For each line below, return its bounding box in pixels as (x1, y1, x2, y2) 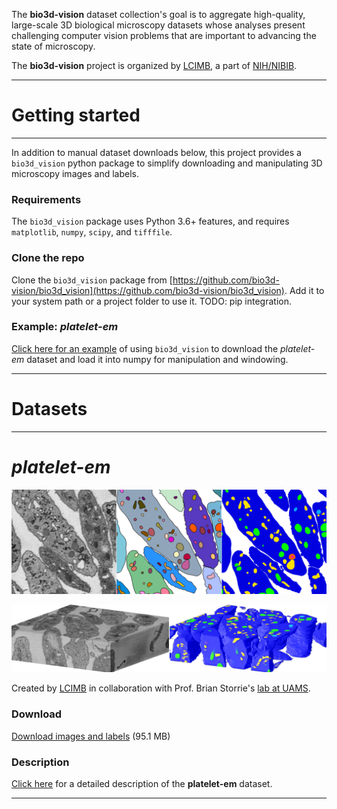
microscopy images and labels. (11, 167, 140, 179)
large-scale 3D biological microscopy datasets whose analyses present (11, 19, 306, 31)
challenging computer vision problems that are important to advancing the (11, 30, 317, 41)
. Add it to (284, 284, 325, 296)
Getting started (11, 104, 141, 127)
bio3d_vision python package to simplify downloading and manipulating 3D (11, 157, 323, 169)
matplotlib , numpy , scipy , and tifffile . (11, 226, 173, 238)
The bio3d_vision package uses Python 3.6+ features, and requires (11, 215, 290, 228)
